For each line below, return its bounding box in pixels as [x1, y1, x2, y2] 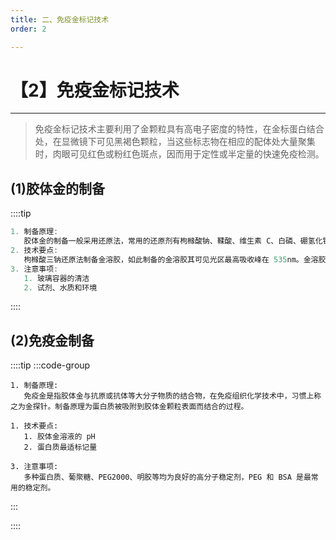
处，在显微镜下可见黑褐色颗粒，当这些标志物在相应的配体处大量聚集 [34, 136, 316, 148]
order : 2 [10, 24, 47, 34]
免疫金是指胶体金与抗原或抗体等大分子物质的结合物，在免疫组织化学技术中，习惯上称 [23, 391, 322, 401]
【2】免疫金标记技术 [10, 79, 180, 101]
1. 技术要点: [10, 421, 59, 431]
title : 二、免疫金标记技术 [10, 14, 110, 25]
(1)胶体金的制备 [10, 180, 105, 197]
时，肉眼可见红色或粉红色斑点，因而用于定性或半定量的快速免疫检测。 [34, 148, 325, 160]
